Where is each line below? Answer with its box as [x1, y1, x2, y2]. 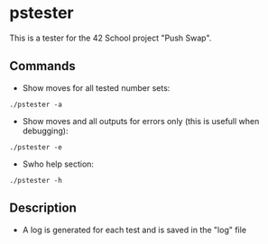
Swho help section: [22, 158, 95, 169]
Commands [9, 59, 77, 74]
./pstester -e [9, 142, 63, 151]
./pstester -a [9, 100, 63, 109]
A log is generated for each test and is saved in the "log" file [22, 224, 246, 235]
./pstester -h [9, 176, 63, 185]
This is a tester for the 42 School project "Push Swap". [9, 32, 212, 43]
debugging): [22, 125, 69, 136]
